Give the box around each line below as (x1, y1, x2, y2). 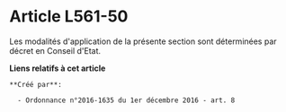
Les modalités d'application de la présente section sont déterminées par (9, 36, 277, 47)
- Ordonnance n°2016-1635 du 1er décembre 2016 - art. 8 (17, 96, 236, 105)
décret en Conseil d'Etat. (9, 45, 102, 56)
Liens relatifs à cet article (9, 63, 106, 73)
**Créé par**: (9, 80, 63, 89)
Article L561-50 (9, 6, 129, 27)
